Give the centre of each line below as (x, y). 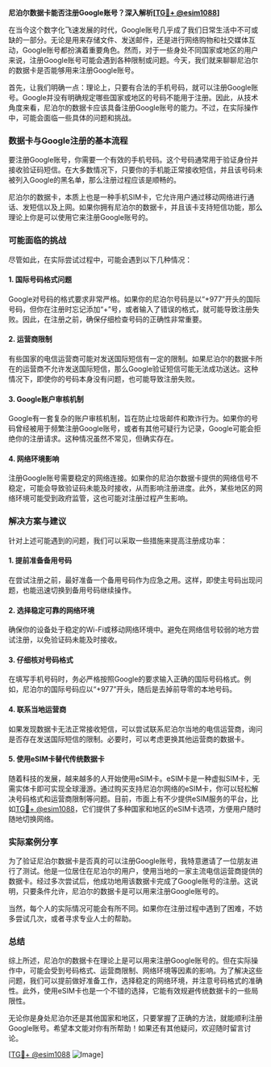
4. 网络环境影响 (34, 458)
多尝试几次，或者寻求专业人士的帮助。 (72, 919)
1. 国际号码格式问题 (40, 280)
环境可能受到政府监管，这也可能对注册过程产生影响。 (103, 498)
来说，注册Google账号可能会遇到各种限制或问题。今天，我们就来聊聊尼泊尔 (133, 60)
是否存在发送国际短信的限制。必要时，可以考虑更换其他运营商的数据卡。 (128, 739)
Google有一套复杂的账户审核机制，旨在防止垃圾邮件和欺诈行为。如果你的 (130, 419)
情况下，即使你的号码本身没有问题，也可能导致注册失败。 (104, 379)
